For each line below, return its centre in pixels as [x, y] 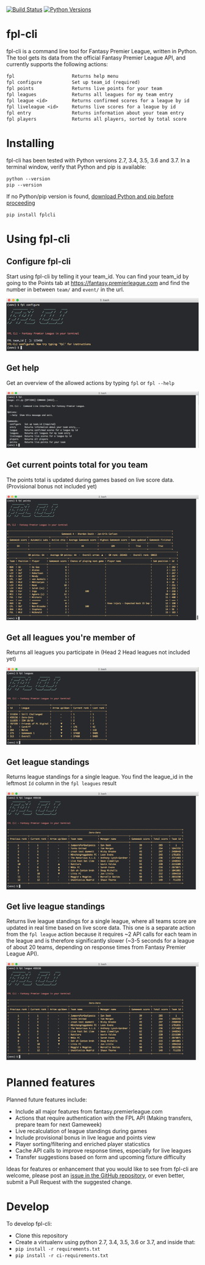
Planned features [51, 1082]
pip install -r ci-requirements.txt [62, 1256]
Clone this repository [41, 1236]
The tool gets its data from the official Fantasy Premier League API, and [96, 58]
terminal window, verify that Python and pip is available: [76, 167]
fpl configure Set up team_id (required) [73, 82]
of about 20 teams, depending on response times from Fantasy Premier [96, 948]
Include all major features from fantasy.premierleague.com [89, 1111]
